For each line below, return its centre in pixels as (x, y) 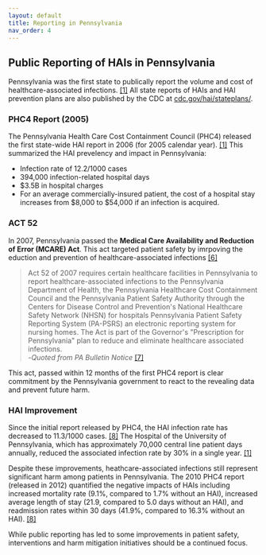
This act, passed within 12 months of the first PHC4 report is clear (116, 373)
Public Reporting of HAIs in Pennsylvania (112, 62)
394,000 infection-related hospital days (85, 177)
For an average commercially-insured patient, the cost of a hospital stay (137, 194)
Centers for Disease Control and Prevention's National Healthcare (135, 306)
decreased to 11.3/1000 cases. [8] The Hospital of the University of (118, 436)
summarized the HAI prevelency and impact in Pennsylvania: (107, 153)
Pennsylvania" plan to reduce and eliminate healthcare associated (136, 340)
